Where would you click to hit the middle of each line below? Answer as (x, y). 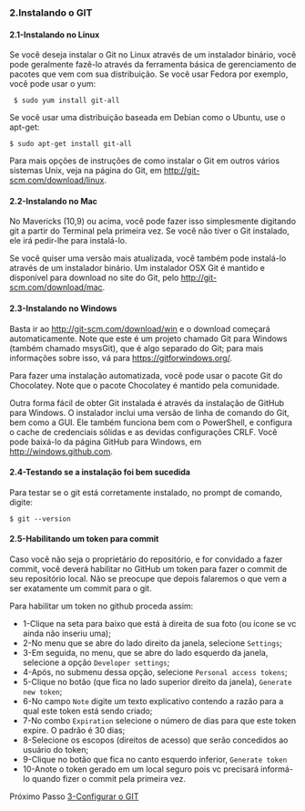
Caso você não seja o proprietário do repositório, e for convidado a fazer (146, 559)
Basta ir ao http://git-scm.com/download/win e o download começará (140, 328)
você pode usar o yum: (53, 84)
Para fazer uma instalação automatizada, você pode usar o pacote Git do (146, 375)
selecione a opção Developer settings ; (96, 662)
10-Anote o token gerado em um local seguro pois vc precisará (141, 769)
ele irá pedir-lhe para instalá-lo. (68, 241)
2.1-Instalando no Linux (55, 35)
